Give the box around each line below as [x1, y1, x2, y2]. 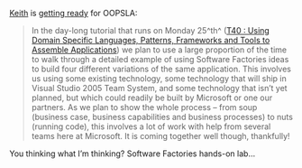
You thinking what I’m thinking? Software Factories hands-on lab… [9, 148, 255, 159]
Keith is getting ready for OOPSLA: [9, 8, 138, 18]
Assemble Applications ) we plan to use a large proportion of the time [31, 44, 287, 55]
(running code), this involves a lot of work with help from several [31, 121, 271, 132]
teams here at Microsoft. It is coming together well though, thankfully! [31, 131, 290, 141]
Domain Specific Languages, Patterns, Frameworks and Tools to [31, 35, 270, 45]
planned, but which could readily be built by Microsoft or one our [31, 92, 273, 103]
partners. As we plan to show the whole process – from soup [31, 102, 258, 112]
